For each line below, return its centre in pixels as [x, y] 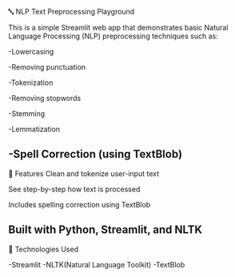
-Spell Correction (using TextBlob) [95, 154]
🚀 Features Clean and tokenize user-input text [84, 173]
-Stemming [27, 114]
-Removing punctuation [47, 67]
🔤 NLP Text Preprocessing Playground [72, 12]
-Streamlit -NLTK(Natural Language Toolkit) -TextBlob [97, 264]
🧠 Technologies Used [43, 249]
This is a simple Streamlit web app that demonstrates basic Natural [118, 28]
